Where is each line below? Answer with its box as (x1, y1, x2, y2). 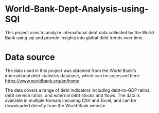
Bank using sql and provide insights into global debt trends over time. (5, 35, 144, 41)
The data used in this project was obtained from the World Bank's (5, 68, 137, 73)
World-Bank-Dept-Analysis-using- (5, 3, 149, 14)
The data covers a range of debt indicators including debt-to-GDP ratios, (5, 87, 151, 93)
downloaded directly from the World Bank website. (5, 102, 107, 108)
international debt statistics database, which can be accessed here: (5, 72, 141, 78)
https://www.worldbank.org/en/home (5, 78, 80, 84)
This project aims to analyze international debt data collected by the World (5, 29, 154, 35)
